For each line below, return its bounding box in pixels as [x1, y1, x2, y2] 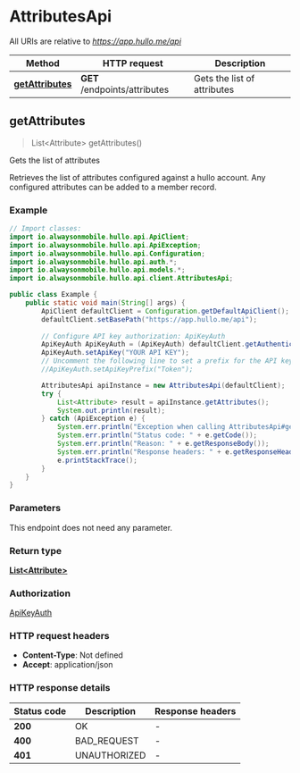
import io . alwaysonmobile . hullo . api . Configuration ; [9, 248, 205, 258]
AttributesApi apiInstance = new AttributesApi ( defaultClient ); [41, 381, 286, 390]
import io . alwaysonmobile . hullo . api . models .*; [9, 265, 186, 274]
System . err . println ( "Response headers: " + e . [56, 447, 234, 457]
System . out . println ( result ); [56, 406, 166, 415]
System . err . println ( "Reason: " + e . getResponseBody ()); [56, 440, 270, 449]
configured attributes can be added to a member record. [9, 181, 217, 192]
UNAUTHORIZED [74, 749, 146, 761]
